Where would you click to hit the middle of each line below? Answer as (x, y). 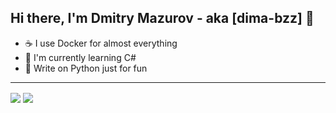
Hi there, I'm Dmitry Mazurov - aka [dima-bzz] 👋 (162, 18)
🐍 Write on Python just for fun (86, 68)
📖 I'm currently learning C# (80, 57)
